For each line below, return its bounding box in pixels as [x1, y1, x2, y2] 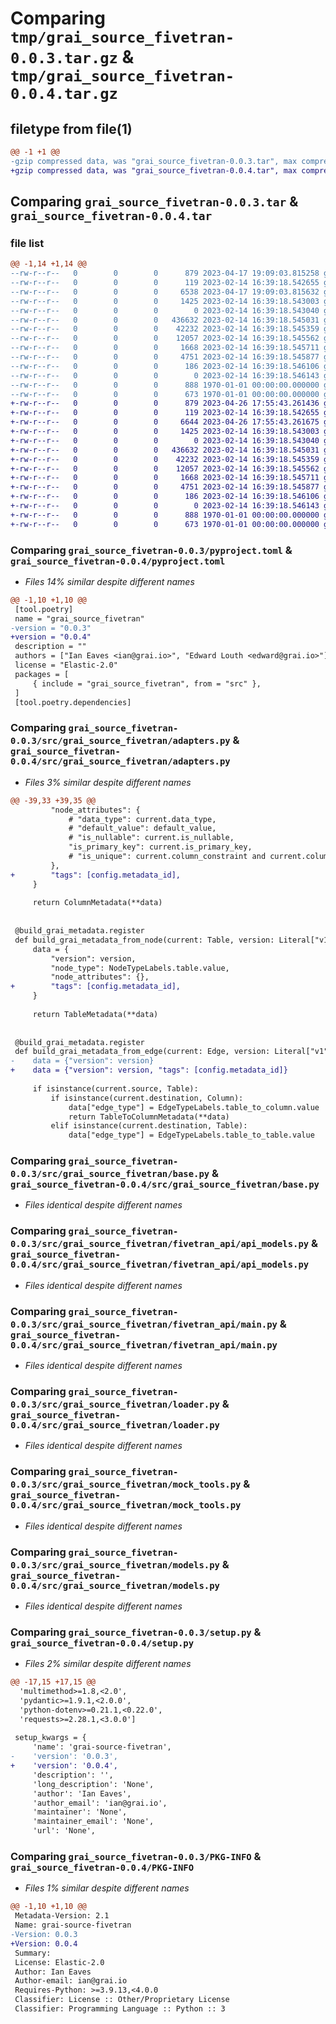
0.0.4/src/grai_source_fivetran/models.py [10, 1580, 220, 1591]
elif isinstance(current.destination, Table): [50, 1121, 248, 1131]
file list [10, 236, 45, 250]
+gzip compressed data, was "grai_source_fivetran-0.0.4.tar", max [10, 165, 298, 176]
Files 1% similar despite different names [24, 1882, 190, 1894]
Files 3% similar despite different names [24, 776, 192, 788]
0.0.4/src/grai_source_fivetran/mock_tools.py [10, 1500, 242, 1511]
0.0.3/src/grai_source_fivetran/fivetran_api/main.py [10, 1318, 278, 1330]
